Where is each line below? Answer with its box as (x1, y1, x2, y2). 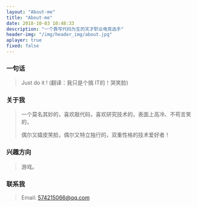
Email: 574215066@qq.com (21, 194, 90, 202)
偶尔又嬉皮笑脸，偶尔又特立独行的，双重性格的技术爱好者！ (21, 132, 170, 139)
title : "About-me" (6, 15, 53, 21)
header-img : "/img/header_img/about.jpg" (6, 32, 113, 38)
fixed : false (6, 43, 39, 49)
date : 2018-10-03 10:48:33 (6, 20, 75, 26)
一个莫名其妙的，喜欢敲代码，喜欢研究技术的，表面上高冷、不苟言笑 (21, 111, 192, 118)
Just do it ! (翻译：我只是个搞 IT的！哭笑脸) (21, 79, 129, 86)
